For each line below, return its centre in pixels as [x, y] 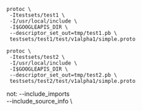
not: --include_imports [38, 94]
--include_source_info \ [39, 101]
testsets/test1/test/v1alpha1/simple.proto [72, 39]
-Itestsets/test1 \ [37, 15]
